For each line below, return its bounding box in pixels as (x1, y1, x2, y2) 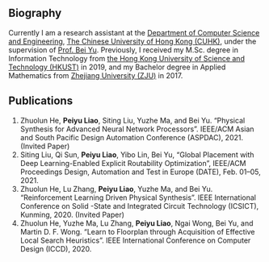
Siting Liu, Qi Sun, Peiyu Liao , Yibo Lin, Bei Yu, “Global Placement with (19, 149, 254, 160)
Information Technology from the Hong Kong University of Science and (8, 53, 245, 63)
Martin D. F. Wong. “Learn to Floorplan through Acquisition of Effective (19, 227, 256, 236)
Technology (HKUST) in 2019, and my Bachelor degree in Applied (8, 62, 226, 72)
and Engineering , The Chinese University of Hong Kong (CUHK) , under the (8, 36, 257, 46)
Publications (8, 94, 74, 108)
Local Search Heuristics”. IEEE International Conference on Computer (19, 235, 251, 245)
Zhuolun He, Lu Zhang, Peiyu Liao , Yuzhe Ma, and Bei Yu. (19, 184, 213, 193)
